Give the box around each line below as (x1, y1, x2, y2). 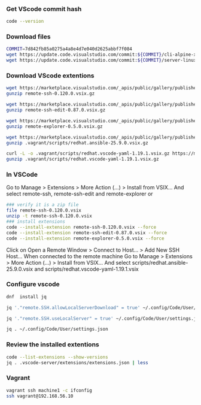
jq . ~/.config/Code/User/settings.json (6, 326, 109, 333)
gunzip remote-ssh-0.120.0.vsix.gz (6, 90, 95, 97)
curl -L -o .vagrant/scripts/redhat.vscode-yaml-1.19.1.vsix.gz (6, 150, 170, 157)
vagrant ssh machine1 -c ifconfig (6, 387, 93, 394)
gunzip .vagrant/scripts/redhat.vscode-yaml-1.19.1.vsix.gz (6, 156, 160, 162)
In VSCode (6, 170, 38, 179)
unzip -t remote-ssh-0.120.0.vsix (6, 213, 93, 219)
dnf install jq (6, 294, 47, 300)
